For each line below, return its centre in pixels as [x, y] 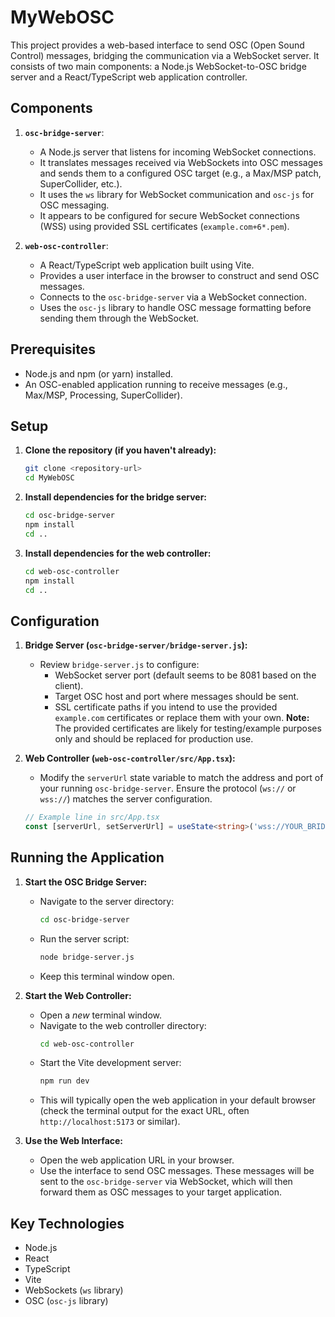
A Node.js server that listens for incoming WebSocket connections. [178, 152]
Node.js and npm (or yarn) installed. [99, 373]
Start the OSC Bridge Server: [86, 882]
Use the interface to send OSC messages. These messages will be [177, 1171]
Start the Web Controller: [78, 995]
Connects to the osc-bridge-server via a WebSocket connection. [173, 297]
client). [69, 686]
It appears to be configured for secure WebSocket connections [169, 215]
